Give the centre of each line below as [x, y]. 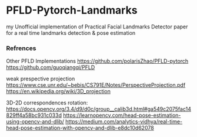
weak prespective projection [41, 79]
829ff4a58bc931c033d [34, 115]
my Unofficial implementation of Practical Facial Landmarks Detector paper [97, 27]
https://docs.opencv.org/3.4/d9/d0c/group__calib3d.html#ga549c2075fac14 [98, 109]
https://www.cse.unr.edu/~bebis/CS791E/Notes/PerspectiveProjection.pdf [96, 85]
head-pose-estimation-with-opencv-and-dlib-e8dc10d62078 [80, 128]
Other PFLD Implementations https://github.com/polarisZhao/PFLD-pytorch [97, 61]
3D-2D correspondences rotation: [47, 103]
